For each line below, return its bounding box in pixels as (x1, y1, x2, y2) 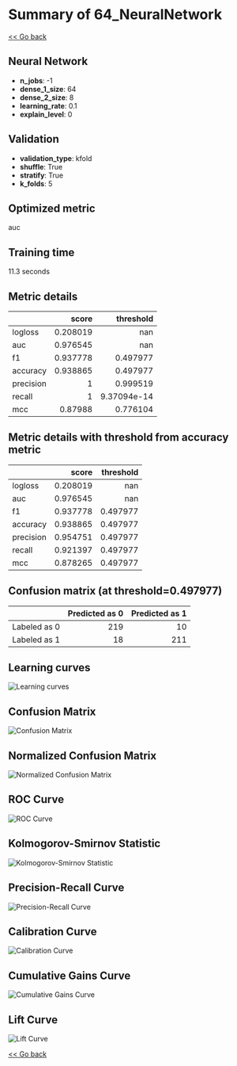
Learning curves (8, 661, 91, 674)
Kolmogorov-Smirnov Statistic (8, 837, 161, 850)
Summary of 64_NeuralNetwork (8, 6, 223, 24)
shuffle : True (19, 162, 63, 171)
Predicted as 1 (130, 608, 187, 619)
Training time (8, 246, 75, 259)
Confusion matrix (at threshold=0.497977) (8, 584, 223, 598)
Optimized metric (8, 201, 96, 215)
